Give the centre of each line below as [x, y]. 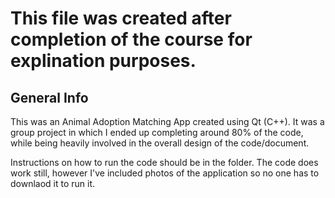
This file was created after [121, 18]
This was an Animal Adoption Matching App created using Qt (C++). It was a [167, 121]
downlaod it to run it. [53, 183]
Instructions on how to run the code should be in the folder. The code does [164, 162]
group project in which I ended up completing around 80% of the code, [157, 132]
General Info [49, 97]
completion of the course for [131, 39]
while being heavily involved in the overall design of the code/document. [160, 143]
